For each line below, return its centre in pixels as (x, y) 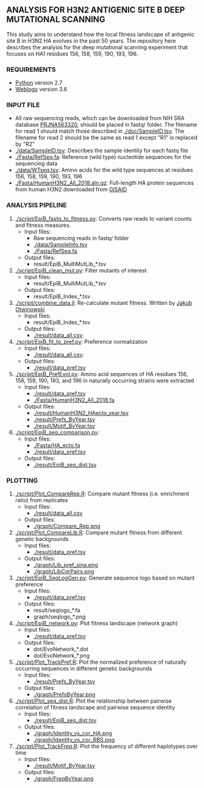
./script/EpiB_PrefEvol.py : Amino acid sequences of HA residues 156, (102, 374)
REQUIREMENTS (31, 69)
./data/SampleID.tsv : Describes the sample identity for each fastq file (102, 151)
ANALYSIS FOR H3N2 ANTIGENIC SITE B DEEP (96, 10)
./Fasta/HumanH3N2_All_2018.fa (74, 400)
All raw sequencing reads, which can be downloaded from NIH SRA (100, 118)
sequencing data (36, 163)
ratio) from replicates (41, 500)
